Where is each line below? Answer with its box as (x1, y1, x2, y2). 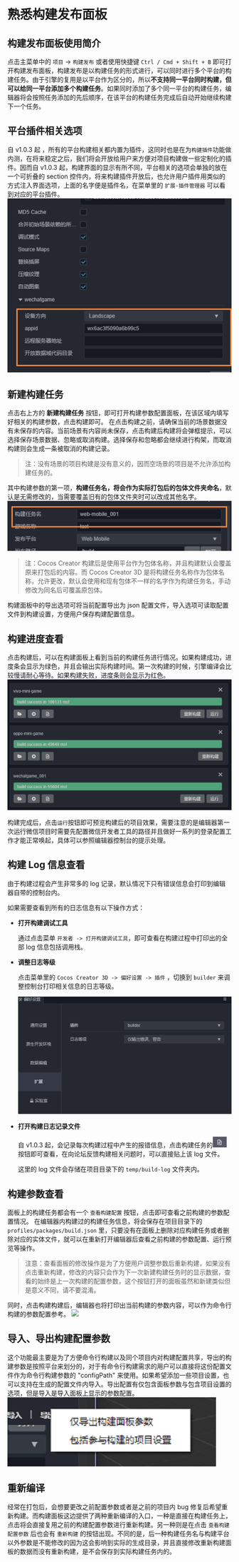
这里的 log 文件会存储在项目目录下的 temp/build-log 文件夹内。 (17, 1165, 204, 1174)
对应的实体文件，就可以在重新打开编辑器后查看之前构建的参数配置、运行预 (13, 1234, 232, 1243)
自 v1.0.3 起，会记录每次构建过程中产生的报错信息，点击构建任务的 (17, 1141, 213, 1149)
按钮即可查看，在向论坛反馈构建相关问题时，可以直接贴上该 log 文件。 (17, 1150, 224, 1159)
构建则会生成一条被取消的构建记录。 (7, 444, 114, 453)
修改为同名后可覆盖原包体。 (24, 586, 107, 595)
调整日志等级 (17, 957, 55, 966)
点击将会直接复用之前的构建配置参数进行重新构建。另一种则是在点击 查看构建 (7, 1520, 230, 1528)
